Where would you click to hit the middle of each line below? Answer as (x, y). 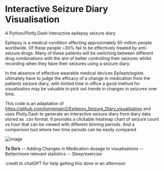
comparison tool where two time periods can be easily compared (71, 129)
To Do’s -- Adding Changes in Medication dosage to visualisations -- (74, 148)
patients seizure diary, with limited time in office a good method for (73, 83)
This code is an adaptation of (35, 103)
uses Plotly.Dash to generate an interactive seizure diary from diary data (78, 114)
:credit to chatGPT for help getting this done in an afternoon (65, 163)
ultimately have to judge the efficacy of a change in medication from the (78, 78)
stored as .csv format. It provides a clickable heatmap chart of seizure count (82, 119)
